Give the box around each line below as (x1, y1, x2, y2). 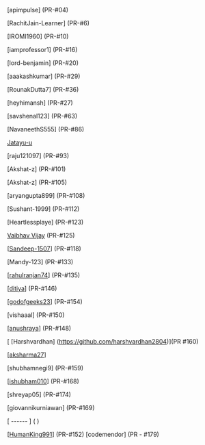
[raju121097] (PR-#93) (7, 152, 70, 160)
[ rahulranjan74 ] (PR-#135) (7, 271, 81, 279)
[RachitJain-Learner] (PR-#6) (7, 19, 90, 27)
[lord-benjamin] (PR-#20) (7, 59, 79, 67)
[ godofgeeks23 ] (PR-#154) (7, 298, 83, 305)
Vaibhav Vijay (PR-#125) (7, 231, 75, 239)
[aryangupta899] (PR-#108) (7, 192, 85, 199)
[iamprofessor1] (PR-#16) (7, 46, 78, 53)
